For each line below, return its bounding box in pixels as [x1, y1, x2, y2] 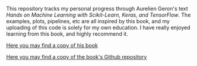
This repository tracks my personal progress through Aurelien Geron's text [6, 5, 188, 12]
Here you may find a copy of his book [6, 42, 98, 49]
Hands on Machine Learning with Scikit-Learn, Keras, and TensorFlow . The [6, 11, 191, 18]
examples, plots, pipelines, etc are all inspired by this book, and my [6, 18, 170, 24]
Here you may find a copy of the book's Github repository [6, 54, 147, 60]
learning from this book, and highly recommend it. [6, 30, 129, 37]
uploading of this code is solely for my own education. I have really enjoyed [6, 24, 190, 31]
